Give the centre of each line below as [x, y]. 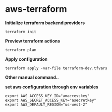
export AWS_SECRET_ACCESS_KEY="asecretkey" [51, 100]
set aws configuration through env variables [52, 87]
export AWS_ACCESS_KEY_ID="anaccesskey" [48, 96]
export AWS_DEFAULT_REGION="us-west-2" [46, 105]
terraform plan [21, 50]
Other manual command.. [32, 77]
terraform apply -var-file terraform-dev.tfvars [56, 68]
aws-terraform [36, 9]
